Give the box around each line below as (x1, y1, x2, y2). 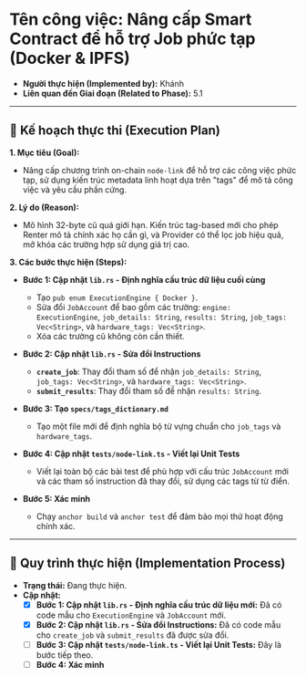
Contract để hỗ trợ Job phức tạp (9, 28, 256, 49)
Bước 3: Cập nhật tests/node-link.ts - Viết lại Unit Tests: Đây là (36, 639, 282, 650)
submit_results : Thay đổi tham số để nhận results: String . (36, 385, 262, 396)
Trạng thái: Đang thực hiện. (22, 579, 127, 590)
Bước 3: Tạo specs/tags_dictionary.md (22, 402, 168, 414)
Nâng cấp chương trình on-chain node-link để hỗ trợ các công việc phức (22, 164, 297, 175)
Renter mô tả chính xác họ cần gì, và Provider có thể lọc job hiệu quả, (22, 229, 284, 240)
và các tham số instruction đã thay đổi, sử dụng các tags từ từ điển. (36, 475, 290, 486)
